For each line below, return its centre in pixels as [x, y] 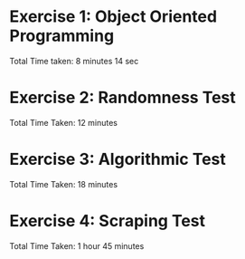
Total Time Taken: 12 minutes [63, 122]
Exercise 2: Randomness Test [123, 98]
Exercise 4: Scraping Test [108, 221]
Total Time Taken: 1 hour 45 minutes [77, 245]
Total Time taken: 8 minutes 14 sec [74, 61]
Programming [62, 36]
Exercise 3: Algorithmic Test [118, 159]
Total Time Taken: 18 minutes [64, 184]
